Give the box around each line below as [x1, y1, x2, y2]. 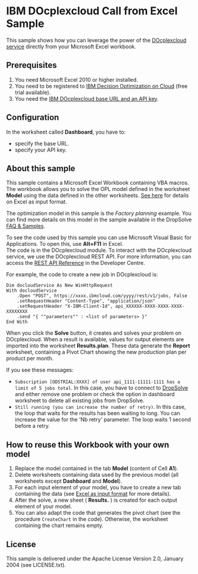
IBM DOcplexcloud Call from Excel [6, 4, 178, 18]
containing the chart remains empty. [14, 522, 104, 529]
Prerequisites [6, 60, 57, 70]
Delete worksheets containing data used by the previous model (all [14, 471, 179, 479]
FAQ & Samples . [6, 223, 46, 230]
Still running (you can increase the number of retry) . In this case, [14, 403, 186, 411]
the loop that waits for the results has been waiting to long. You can [14, 410, 180, 417]
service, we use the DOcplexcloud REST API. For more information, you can [6, 253, 191, 260]
